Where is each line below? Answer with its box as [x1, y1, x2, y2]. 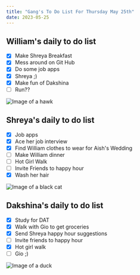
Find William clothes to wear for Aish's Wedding [14, 144, 133, 152]
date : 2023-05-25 [6, 14, 49, 20]
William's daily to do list [6, 36, 97, 47]
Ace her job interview [14, 138, 67, 145]
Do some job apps [14, 66, 60, 73]
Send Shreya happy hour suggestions [14, 230, 107, 237]
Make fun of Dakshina [14, 79, 69, 86]
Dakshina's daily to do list [6, 200, 104, 211]
